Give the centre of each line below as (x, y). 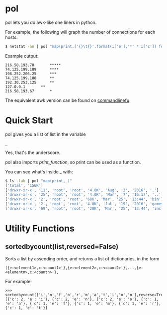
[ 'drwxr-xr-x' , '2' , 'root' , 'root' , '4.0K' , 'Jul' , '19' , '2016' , (77, 204)
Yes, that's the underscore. (33, 153)
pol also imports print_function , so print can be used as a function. (73, 162)
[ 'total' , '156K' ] (24, 185)
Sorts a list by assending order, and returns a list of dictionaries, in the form (82, 258)
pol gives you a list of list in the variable (45, 134)
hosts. (11, 37)
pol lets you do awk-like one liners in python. (51, 22)
